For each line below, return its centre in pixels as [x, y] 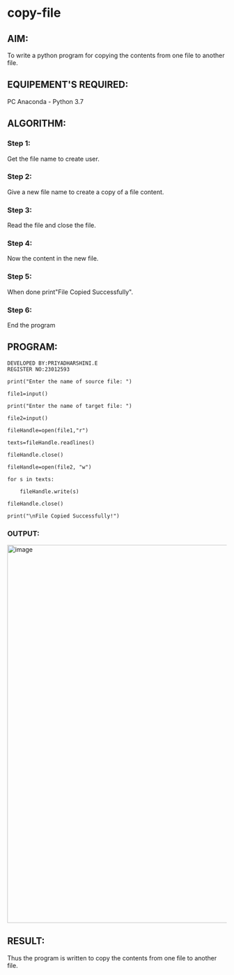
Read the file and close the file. [52, 226]
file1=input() [28, 394]
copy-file [34, 13]
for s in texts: [31, 479]
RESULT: [26, 941]
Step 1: [19, 143]
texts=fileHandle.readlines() [51, 442]
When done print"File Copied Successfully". [70, 292]
